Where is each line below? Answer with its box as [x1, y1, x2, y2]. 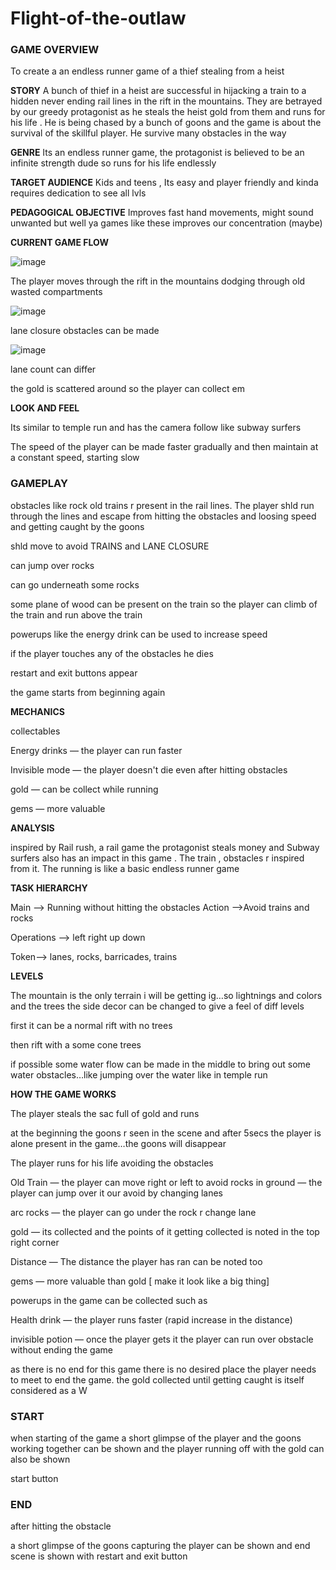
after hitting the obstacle [10, 1520, 112, 1532]
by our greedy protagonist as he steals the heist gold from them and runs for [10, 106, 326, 118]
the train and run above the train [10, 608, 143, 621]
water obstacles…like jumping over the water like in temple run [10, 1068, 268, 1081]
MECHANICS [10, 705, 65, 717]
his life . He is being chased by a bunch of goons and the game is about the [10, 117, 322, 129]
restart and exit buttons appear [10, 667, 138, 679]
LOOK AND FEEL [10, 402, 80, 414]
